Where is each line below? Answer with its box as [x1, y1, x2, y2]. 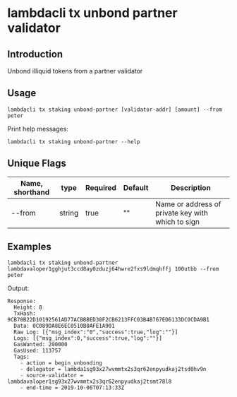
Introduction [7, 48, 63, 60]
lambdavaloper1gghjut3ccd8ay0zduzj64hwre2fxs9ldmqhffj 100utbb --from [7, 266, 219, 273]
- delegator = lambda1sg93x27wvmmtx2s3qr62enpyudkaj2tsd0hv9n [20, 366, 207, 373]
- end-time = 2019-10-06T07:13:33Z [20, 384, 125, 391]
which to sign [154, 217, 200, 227]
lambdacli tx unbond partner [7, 5, 178, 21]
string [59, 208, 79, 218]
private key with [154, 208, 208, 218]
